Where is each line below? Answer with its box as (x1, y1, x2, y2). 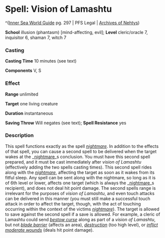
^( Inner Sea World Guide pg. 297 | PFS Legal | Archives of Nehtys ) (5, 20, 140, 26)
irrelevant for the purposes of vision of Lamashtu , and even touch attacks (5, 190, 155, 196)
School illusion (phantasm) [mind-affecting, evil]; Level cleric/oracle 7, (5, 29, 148, 35)
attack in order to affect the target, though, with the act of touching (5, 201, 141, 206)
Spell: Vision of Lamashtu (5, 3, 112, 15)
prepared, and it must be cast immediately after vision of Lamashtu (5, 159, 141, 165)
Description (5, 132, 34, 139)
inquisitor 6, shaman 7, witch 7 (5, 34, 66, 40)
